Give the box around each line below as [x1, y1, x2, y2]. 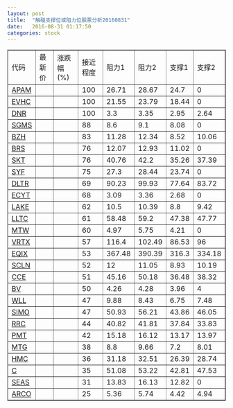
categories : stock [7, 29, 60, 37]
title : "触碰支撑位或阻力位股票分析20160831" [7, 17, 130, 24]
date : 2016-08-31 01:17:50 [7, 23, 92, 30]
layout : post [7, 10, 45, 17]
